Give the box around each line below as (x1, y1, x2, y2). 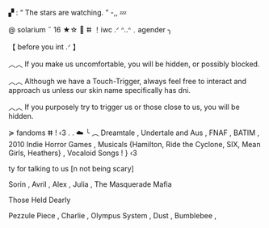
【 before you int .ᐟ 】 (8, 42, 81, 52)
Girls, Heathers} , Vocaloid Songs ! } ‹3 (8, 148, 137, 158)
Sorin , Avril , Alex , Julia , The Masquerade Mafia (8, 179, 172, 189)
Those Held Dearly (8, 195, 71, 205)
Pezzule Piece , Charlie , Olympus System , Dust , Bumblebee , (8, 211, 216, 220)
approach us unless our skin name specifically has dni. (8, 86, 191, 95)
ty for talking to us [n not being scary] (8, 164, 135, 173)
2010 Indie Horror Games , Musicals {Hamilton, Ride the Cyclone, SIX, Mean (8, 140, 261, 149)
